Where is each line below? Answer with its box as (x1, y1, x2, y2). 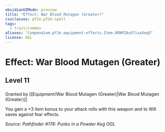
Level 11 (5, 76, 30, 85)
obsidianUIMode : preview (5, 7, 57, 12)
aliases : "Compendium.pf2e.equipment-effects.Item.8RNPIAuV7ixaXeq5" (5, 30, 153, 35)
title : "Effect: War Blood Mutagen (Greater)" (5, 12, 104, 17)
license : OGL (5, 35, 32, 40)
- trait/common (9, 26, 41, 31)
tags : (5, 21, 16, 26)
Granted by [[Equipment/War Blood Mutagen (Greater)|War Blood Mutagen (5, 91, 159, 97)
